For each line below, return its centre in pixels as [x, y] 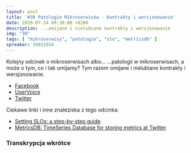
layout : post [22, 12]
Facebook [27, 85]
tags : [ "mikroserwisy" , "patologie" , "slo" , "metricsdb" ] [82, 39]
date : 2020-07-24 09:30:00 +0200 [47, 23]
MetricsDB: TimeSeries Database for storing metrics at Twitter [90, 128]
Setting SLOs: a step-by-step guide [58, 121]
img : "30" [18, 34]
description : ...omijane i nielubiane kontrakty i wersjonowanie [88, 28]
